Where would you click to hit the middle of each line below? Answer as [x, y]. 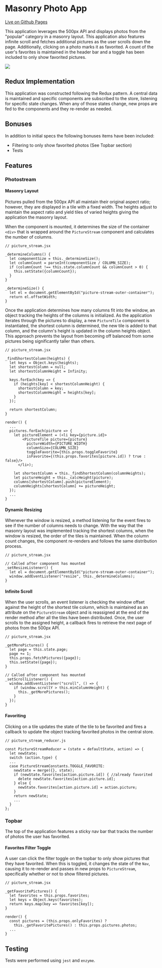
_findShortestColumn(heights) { [37, 359]
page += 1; [20, 654]
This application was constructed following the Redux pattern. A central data [81, 93]
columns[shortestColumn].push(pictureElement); [62, 482]
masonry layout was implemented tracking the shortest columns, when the [79, 531]
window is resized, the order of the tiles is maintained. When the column [77, 536]
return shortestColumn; [33, 410]
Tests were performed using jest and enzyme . [50, 960]
